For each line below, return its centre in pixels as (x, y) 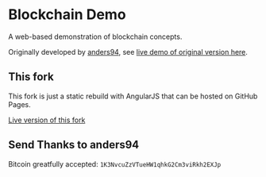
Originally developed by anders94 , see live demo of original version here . (128, 52)
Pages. (19, 104)
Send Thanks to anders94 (74, 145)
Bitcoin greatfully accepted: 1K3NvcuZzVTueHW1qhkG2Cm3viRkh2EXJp (115, 164)
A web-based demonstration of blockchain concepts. (95, 37)
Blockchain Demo (67, 15)
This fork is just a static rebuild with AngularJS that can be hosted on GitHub (133, 96)
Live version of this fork (47, 120)
